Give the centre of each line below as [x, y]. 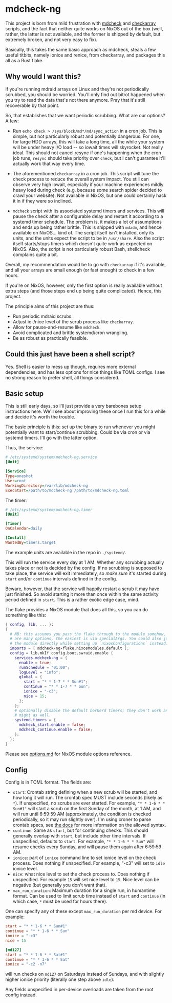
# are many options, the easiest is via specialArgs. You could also [85, 639]
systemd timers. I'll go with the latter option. [52, 438]
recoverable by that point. [33, 105]
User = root [16, 481]
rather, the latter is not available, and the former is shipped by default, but [83, 34]
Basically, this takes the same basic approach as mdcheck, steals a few [81, 49]
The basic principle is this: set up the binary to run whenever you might [80, 427]
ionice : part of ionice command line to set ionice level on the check [84, 858]
